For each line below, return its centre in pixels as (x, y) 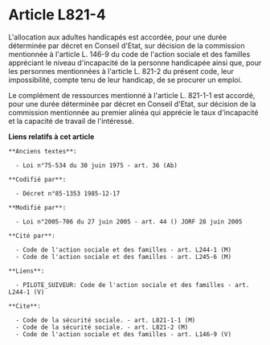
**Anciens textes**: (43, 151)
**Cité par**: (32, 236)
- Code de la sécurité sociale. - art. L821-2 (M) (102, 327)
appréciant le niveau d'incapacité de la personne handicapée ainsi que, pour (135, 63)
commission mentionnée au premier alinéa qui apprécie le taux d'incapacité (133, 112)
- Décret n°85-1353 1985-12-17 (68, 193)
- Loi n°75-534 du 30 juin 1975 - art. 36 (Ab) (97, 165)
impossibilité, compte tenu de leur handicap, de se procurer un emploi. (125, 80)
